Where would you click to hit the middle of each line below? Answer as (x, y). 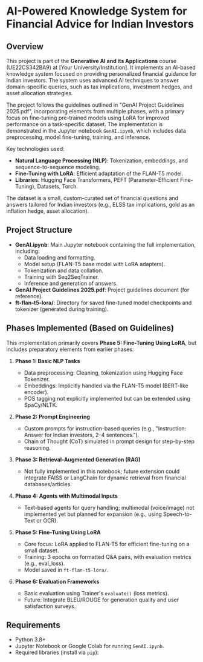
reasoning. (37, 447)
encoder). (36, 392)
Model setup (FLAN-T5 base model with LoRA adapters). (95, 264)
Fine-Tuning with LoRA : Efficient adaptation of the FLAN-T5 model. (99, 173)
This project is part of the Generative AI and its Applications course (92, 61)
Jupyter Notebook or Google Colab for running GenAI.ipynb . (89, 646)
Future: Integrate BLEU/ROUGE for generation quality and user (101, 600)
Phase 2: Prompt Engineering (53, 416)
